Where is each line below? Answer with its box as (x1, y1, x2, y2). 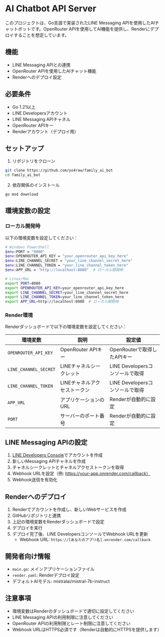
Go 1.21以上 (12, 104, 36, 110)
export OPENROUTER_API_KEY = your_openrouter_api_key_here (5, 286, 124, 290)
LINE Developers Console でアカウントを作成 (12, 452, 103, 458)
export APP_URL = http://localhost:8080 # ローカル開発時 (5, 299, 119, 304)
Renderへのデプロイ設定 (12, 74, 62, 80)
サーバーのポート (60, 412, 100, 419)
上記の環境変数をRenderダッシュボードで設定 (12, 519, 105, 525)
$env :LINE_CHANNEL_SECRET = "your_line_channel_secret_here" (5, 259, 133, 263)
